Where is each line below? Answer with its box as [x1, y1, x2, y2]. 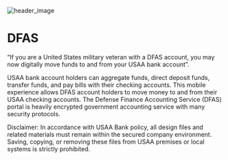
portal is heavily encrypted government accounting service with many [7, 103, 205, 111]
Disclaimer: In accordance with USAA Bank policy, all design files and [7, 123, 204, 131]
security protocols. [7, 109, 60, 118]
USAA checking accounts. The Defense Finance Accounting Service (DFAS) [7, 95, 222, 103]
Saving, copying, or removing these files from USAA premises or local [7, 137, 205, 146]
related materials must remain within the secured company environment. [7, 130, 212, 138]
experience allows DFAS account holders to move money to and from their [7, 88, 218, 96]
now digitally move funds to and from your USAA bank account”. [7, 60, 190, 68]
